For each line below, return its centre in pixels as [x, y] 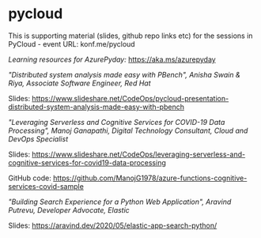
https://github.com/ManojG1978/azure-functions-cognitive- [150, 178]
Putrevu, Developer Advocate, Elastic [69, 210]
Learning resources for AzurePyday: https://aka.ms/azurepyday [112, 59]
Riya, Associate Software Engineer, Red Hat [80, 83]
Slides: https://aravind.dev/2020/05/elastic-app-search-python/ [113, 225]
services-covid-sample [46, 186]
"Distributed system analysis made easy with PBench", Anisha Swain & [125, 74]
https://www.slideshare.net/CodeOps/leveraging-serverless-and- [138, 154]
